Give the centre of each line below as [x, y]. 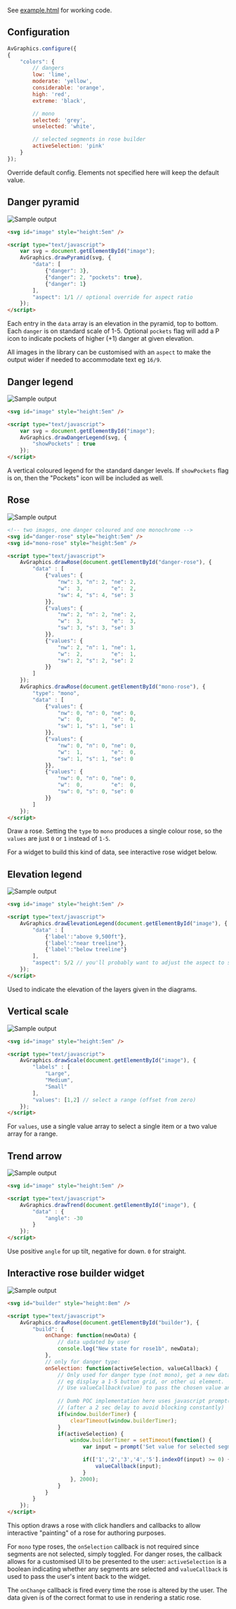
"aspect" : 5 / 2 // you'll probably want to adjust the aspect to [129, 963]
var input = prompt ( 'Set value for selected [149, 1447]
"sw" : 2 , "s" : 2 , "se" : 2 [95, 660]
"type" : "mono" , [56, 693]
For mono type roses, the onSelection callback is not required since [103, 1546]
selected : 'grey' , [59, 120]
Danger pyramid [43, 202]
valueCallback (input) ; [128, 1466]
